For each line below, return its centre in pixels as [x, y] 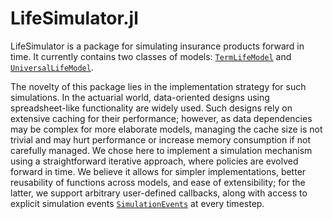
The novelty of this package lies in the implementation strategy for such [158, 86]
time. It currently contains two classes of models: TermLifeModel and [151, 56]
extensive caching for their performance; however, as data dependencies [161, 118]
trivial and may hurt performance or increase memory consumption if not [160, 139]
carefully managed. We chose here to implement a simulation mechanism [161, 150]
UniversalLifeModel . [52, 67]
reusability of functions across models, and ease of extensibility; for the [158, 182]
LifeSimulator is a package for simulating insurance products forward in [157, 46]
